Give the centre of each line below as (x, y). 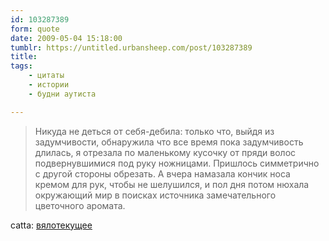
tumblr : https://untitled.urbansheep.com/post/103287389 (131, 47)
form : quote (35, 29)
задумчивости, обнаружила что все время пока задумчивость (169, 142)
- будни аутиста (62, 94)
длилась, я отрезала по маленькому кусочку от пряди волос (165, 152)
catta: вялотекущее (51, 225)
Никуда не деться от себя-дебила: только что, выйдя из (154, 131)
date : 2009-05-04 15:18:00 (66, 38)
